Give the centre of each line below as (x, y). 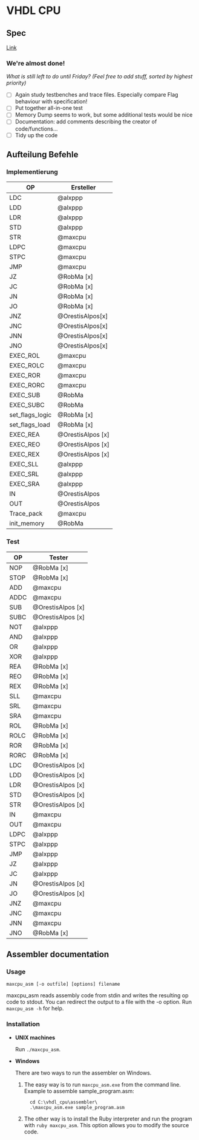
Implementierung (32, 172)
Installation (23, 1024)
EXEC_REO (25, 445)
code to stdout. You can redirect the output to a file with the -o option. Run (99, 1002)
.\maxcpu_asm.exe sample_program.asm (77, 1107)
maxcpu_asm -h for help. (35, 1008)
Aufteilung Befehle (42, 155)
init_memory (27, 524)
